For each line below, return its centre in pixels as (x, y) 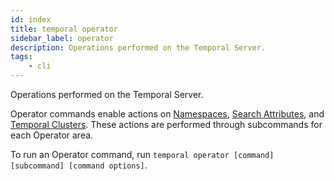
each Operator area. (52, 135)
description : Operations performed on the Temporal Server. (138, 47)
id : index (31, 19)
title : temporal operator (64, 29)
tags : (21, 57)
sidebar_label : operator (62, 38)
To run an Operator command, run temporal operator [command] (142, 154)
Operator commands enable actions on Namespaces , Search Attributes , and (167, 114)
